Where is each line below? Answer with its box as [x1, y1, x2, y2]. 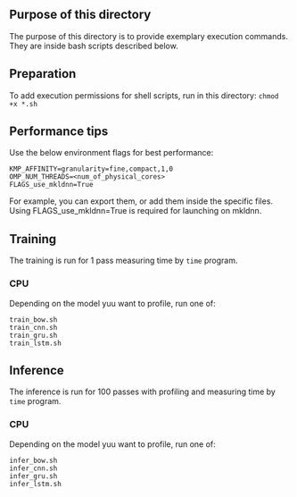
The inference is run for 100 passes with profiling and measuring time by [9, 386, 276, 397]
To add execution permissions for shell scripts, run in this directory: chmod [9, 89, 279, 101]
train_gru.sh [9, 331, 58, 340]
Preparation [9, 66, 77, 81]
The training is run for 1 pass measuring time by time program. [9, 255, 238, 266]
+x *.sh [9, 99, 38, 108]
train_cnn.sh [9, 323, 58, 332]
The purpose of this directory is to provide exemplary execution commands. [9, 30, 288, 41]
